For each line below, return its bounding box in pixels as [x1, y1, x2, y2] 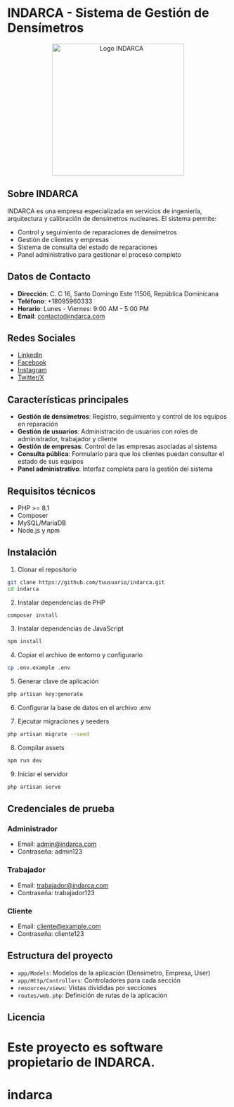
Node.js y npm [17, 526, 60, 534]
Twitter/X [17, 373, 44, 381]
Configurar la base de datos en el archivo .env [17, 704, 152, 712]
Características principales [7, 393, 129, 405]
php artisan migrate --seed [7, 730, 90, 738]
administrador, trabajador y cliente [17, 435, 117, 443]
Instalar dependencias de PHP [17, 598, 105, 607]
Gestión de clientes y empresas [17, 235, 109, 243]
